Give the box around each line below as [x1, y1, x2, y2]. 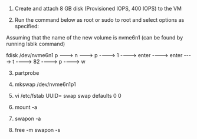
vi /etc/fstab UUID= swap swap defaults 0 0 [14, 92, 122, 99]
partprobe [14, 69, 40, 76]
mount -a [14, 104, 37, 111]
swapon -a [14, 115, 41, 122]
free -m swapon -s [14, 127, 61, 133]
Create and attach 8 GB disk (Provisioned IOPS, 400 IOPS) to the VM [14, 5, 182, 12]
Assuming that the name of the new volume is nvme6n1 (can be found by [6, 34, 183, 41]
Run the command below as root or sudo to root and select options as [14, 16, 185, 23]
